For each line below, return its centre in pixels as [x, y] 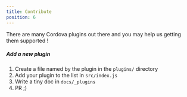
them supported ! [27, 40]
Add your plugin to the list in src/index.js [66, 76]
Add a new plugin [28, 54]
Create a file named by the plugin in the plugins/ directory [86, 69]
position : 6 [21, 17]
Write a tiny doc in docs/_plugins [55, 82]
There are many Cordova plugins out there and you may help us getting [94, 34]
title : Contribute [29, 12]
